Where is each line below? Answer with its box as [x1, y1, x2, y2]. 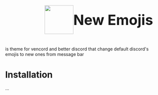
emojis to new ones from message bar [5, 51, 84, 57]
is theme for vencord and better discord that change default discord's [5, 46, 149, 52]
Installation [5, 69, 53, 80]
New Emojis [73, 10, 153, 28]
